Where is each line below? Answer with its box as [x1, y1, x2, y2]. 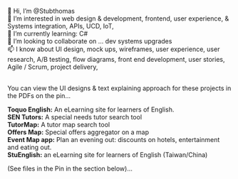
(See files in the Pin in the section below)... [7, 164, 133, 173]
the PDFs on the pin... [7, 92, 71, 99]
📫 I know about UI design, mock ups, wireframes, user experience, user [7, 45, 220, 53]
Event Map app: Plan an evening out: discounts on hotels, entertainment [7, 136, 220, 143]
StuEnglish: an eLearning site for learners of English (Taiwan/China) [7, 151, 208, 159]
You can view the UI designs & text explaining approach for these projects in [7, 84, 232, 92]
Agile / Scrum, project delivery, [7, 63, 98, 71]
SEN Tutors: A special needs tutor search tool [7, 113, 143, 121]
